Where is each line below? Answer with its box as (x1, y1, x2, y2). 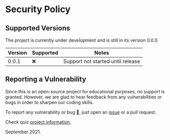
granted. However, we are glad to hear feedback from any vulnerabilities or (5, 94, 162, 100)
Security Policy (5, 4, 71, 15)
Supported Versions (5, 24, 70, 32)
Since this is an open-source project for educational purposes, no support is (5, 88, 165, 94)
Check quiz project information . (5, 119, 72, 125)
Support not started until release (63, 58, 141, 64)
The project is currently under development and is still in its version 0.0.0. (5, 37, 159, 43)
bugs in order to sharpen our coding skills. (5, 99, 94, 105)
